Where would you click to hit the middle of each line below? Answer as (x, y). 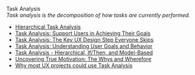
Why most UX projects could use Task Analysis (74, 65)
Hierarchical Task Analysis (48, 27)
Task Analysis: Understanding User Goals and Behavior (84, 46)
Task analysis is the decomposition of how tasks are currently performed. (98, 15)
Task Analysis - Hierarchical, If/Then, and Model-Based (84, 53)
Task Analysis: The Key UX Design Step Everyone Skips (84, 40)
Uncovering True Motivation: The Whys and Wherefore (83, 59)
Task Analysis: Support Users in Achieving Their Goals (83, 33)
